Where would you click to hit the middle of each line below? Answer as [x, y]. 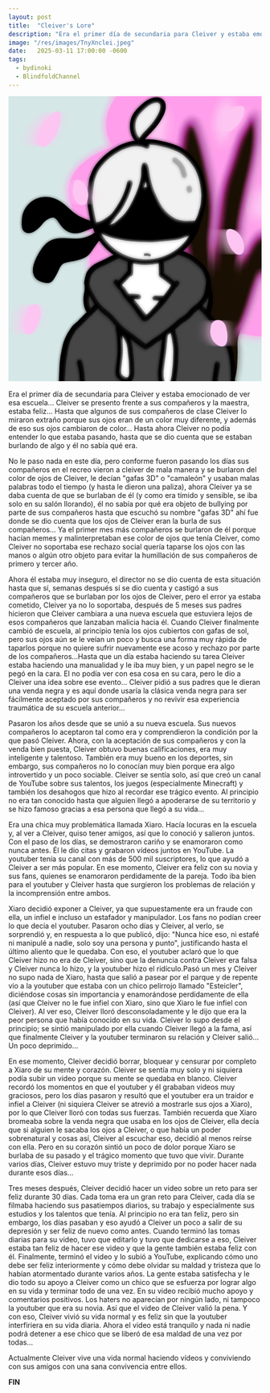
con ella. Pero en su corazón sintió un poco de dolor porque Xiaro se [122, 1147]
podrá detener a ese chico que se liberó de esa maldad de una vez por [125, 1334]
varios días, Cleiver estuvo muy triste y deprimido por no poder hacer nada [133, 1164]
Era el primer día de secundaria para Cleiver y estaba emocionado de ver [129, 394]
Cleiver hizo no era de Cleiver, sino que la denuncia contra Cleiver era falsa [133, 960]
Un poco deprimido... [43, 1046]
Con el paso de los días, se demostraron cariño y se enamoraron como [126, 842]
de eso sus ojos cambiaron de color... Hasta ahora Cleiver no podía [119, 429]
